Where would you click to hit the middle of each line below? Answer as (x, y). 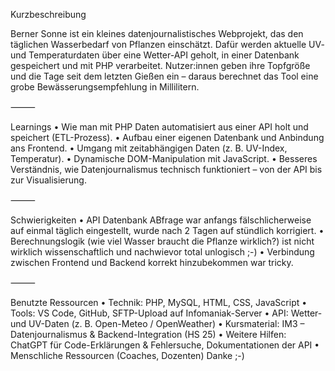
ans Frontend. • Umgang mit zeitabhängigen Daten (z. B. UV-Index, (149, 148)
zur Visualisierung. (48, 180)
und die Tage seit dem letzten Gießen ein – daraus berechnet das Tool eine (164, 76)
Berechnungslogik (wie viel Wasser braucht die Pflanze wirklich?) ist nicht (162, 241)
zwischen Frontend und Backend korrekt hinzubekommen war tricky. (152, 262)
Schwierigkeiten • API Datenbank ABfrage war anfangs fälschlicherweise (161, 220)
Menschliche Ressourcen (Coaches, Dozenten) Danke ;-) (127, 355)
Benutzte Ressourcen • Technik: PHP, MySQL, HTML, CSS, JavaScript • (159, 302)
